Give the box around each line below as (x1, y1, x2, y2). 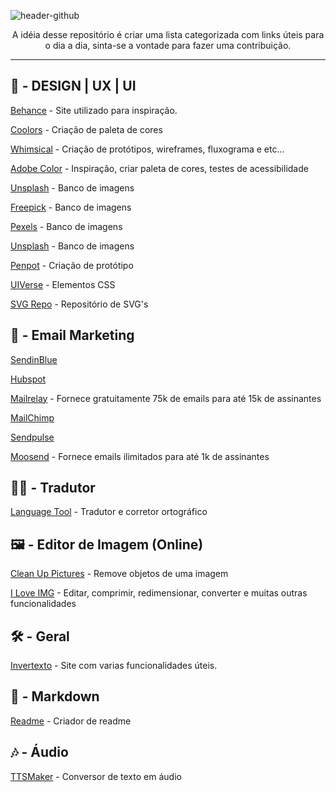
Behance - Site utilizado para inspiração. (10, 104, 178, 116)
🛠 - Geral (10, 628, 70, 645)
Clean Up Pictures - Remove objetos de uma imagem (10, 568, 229, 580)
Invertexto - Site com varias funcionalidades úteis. (10, 660, 218, 672)
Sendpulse (10, 431, 55, 443)
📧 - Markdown (10, 688, 100, 705)
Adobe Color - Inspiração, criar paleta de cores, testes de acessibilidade (10, 162, 309, 174)
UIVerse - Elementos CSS (10, 278, 116, 290)
